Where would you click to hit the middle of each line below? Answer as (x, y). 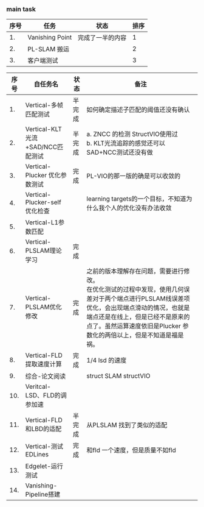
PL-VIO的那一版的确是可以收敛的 (134, 176)
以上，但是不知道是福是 (150, 335)
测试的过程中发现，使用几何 (144, 289)
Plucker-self (43, 202)
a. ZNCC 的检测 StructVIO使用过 (132, 134)
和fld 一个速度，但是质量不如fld (131, 450)
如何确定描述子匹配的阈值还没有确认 (138, 110)
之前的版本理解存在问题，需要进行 (135, 271)
